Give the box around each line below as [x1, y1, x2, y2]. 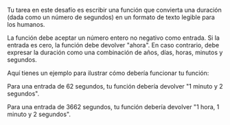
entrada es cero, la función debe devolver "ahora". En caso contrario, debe [7, 41, 220, 49]
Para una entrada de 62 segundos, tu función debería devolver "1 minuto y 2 [7, 82, 223, 90]
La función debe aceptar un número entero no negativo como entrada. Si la [7, 34, 220, 42]
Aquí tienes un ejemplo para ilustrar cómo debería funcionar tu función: [7, 69, 209, 77]
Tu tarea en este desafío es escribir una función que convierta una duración [7, 6, 222, 14]
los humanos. [7, 21, 45, 28]
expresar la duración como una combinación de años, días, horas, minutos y [7, 48, 223, 56]
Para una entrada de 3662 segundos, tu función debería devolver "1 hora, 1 [7, 103, 220, 111]
